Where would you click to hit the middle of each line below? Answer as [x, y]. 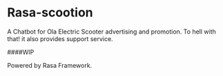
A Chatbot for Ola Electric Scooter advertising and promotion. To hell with [111, 31]
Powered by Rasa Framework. [50, 65]
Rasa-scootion [50, 13]
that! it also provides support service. [60, 38]
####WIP [21, 52]
